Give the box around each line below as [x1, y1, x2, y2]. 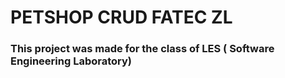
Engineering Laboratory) [10, 54, 132, 68]
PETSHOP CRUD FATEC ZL [10, 6, 233, 29]
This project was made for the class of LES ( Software [10, 42, 275, 56]
